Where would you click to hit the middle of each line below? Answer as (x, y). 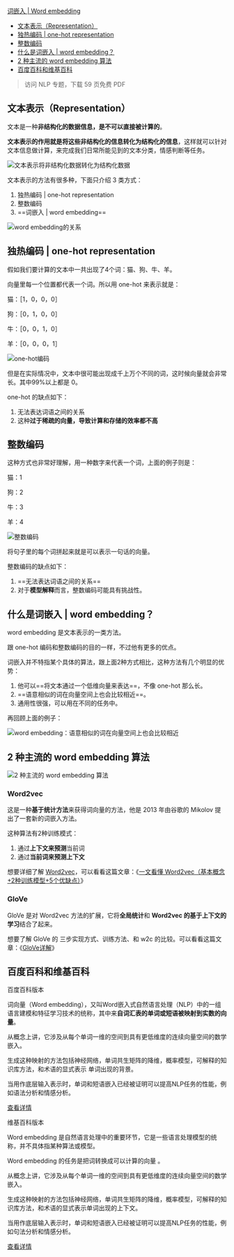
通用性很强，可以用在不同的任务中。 (69, 703)
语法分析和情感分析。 (44, 1093)
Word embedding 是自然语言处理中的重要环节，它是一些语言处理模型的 (109, 1138)
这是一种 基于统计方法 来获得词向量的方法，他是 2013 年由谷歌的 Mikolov (110, 810)
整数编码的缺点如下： (38, 567)
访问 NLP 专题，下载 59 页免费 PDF (75, 84)
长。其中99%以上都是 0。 (44, 382)
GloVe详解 (37, 947)
